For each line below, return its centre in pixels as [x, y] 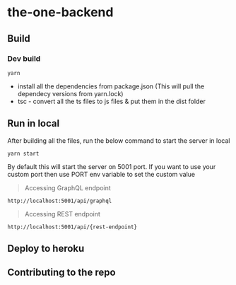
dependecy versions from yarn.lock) [70, 93]
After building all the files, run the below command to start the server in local [119, 140]
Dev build [24, 59]
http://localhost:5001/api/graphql [60, 201]
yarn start [23, 153]
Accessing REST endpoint [63, 214]
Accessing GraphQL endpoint [67, 187]
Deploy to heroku [46, 249]
